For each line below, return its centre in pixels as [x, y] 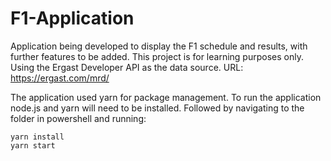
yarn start [33, 145]
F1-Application [72, 18]
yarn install [37, 137]
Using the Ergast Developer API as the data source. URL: [127, 67]
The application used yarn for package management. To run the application [166, 97]
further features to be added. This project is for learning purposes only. [157, 56]
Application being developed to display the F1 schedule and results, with [159, 46]
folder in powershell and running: [78, 118]
